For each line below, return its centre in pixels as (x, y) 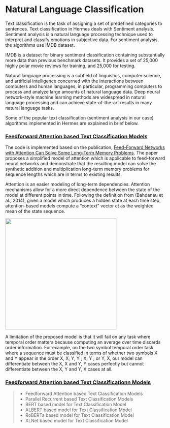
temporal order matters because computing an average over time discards (83, 342)
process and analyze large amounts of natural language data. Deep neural (83, 91)
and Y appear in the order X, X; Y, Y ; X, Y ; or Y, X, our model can (74, 358)
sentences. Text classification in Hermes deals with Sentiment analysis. (80, 28)
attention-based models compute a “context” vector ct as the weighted (79, 206)
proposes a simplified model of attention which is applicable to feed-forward (85, 158)
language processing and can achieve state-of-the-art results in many (79, 102)
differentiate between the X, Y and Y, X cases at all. (59, 369)
